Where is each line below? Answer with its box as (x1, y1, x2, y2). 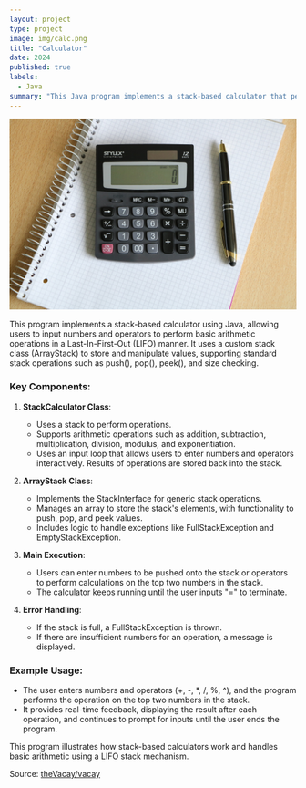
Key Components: (9, 380, 91, 393)
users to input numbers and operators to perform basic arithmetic (9, 328, 256, 339)
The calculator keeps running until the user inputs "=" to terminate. (36, 586, 288, 597)
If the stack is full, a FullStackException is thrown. (36, 621, 223, 633)
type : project (9, 24, 64, 34)
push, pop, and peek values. (36, 512, 143, 524)
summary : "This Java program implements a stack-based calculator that (9, 91, 287, 100)
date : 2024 (9, 53, 51, 63)
